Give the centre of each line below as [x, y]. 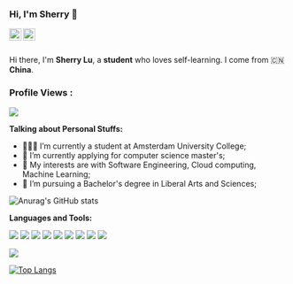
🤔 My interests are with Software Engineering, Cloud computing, [139, 165]
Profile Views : [41, 93]
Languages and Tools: [51, 218]
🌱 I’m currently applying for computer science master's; [123, 155]
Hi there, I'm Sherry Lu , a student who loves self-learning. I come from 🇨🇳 [147, 60]
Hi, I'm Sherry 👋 [43, 14]
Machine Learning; [56, 174]
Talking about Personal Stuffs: [66, 128]
